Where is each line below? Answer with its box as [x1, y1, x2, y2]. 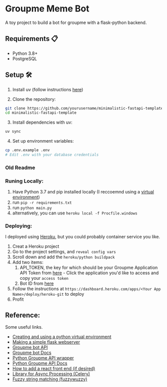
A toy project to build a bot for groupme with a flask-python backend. [5, 19, 147, 25]
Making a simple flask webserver [12, 339, 81, 345]
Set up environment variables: [12, 138, 74, 144]
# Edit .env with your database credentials [5, 153, 99, 158]
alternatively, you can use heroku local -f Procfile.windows [12, 210, 138, 216]
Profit [12, 296, 24, 302]
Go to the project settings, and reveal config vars [12, 249, 116, 255]
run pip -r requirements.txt [12, 199, 72, 205]
